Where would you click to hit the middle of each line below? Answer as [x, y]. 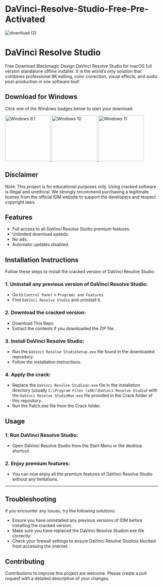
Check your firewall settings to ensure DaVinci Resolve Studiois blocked [84, 541]
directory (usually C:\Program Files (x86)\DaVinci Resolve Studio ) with [85, 390]
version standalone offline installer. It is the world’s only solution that [73, 71]
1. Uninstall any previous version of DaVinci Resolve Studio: [76, 284]
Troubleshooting [31, 499]
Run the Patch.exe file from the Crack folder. [56, 406]
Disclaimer [22, 175]
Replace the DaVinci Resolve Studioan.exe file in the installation [76, 385]
